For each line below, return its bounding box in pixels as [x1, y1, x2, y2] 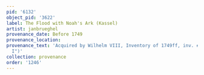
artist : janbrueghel [6, 25, 59, 32]
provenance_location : [6, 37, 61, 43]
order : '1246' [6, 59, 42, 65]
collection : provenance [6, 54, 67, 60]
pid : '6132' [6, 8, 36, 15]
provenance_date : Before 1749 [6, 31, 83, 37]
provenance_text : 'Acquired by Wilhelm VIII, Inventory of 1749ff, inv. [6, 43, 194, 49]
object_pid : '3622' [6, 15, 56, 21]
